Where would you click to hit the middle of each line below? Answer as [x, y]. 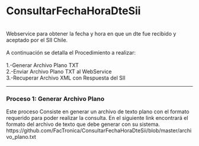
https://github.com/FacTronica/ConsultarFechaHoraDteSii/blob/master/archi [99, 131]
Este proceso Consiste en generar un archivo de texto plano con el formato [98, 112]
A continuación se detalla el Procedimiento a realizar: [71, 52]
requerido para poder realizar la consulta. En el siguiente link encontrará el [97, 118]
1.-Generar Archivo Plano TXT [42, 65]
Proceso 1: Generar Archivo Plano [55, 99]
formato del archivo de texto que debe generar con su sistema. [83, 124]
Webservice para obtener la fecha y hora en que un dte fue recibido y [91, 33]
